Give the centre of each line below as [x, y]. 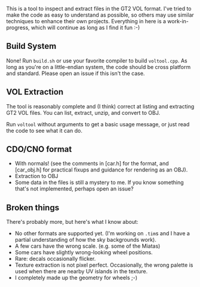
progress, [18, 27]
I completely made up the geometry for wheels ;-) [76, 278]
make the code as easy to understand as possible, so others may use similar [100, 15]
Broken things [33, 208]
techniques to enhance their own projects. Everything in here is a [86, 21]
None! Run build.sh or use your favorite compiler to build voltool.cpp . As [97, 60]
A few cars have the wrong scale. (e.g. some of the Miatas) [87, 246]
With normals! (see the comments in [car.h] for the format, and [92, 164]
